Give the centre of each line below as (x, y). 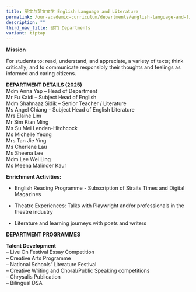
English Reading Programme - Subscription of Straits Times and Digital (99, 188)
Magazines (28, 194)
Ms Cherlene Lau (27, 147)
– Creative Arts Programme (38, 258)
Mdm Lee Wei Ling (29, 159)
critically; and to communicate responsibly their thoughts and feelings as (93, 67)
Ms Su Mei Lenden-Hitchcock (42, 128)
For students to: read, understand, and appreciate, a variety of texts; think (95, 61)
